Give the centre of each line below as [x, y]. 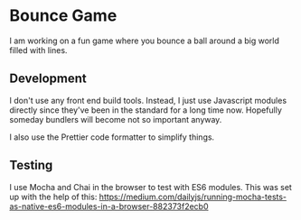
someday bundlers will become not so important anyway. [116, 119]
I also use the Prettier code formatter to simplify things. [112, 137]
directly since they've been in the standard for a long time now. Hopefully [146, 110]
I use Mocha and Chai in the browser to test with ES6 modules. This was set [150, 187]
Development [48, 79]
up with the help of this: [53, 197]
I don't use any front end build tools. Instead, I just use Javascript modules [148, 100]
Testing [31, 165]
